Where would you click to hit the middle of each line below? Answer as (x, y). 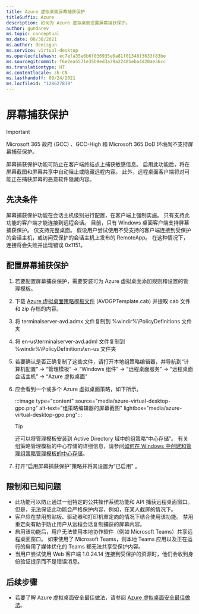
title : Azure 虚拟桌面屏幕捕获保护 (45, 12)
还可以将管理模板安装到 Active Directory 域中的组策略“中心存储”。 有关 (102, 438)
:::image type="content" (44, 401)
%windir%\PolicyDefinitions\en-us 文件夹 (65, 348)
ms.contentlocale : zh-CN (37, 73)
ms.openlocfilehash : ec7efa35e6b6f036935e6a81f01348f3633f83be (86, 56)
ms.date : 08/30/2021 (32, 39)
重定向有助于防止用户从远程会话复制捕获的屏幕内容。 (80, 524)
